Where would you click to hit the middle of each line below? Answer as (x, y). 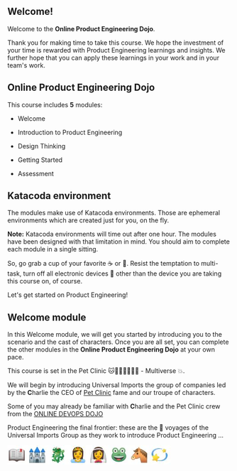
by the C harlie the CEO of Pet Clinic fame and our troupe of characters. (111, 393)
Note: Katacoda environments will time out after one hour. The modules (112, 234)
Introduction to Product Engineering (70, 132)
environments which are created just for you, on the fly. (88, 220)
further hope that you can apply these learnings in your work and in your (114, 58)
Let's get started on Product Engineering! (68, 295)
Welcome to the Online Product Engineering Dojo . (81, 28)
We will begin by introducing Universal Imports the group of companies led (117, 385)
